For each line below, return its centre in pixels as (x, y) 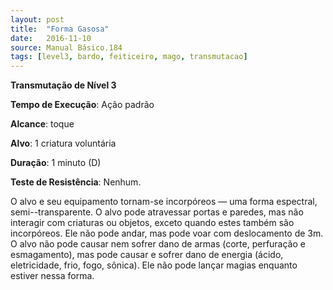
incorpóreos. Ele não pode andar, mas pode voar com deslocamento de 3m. (167, 233)
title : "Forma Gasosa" (60, 29)
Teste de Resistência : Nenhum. (76, 182)
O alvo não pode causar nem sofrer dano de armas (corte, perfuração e (158, 244)
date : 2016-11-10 (51, 38)
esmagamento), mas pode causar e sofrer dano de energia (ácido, (147, 255)
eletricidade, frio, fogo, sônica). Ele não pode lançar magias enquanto (154, 265)
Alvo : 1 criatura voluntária (63, 143)
